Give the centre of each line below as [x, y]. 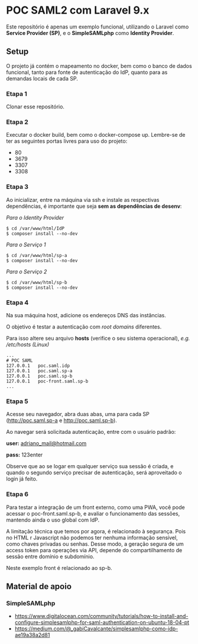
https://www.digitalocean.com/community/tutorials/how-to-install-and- [101, 616]
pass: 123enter [25, 455]
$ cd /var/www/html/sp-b [37, 282]
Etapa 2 [17, 122]
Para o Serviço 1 [26, 244]
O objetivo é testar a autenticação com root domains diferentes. [84, 327]
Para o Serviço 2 [27, 271]
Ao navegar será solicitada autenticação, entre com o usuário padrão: [91, 432]
